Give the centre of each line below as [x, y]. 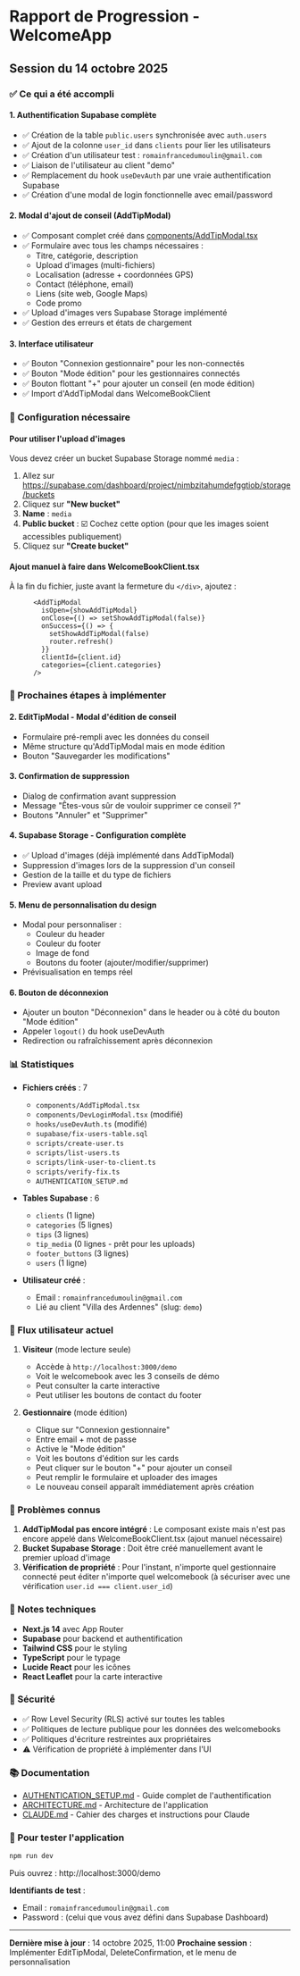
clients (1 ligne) [65, 1215]
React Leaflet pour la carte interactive [92, 1676]
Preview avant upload [62, 884]
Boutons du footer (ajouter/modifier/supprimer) [122, 963]
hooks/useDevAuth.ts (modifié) [91, 1124]
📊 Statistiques [42, 1065]
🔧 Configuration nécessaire [70, 417]
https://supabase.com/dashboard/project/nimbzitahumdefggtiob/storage [156, 485]
